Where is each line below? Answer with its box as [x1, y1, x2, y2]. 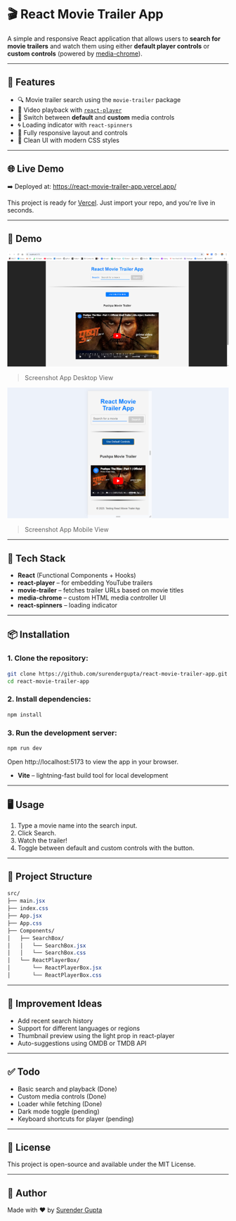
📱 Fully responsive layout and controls [17, 128, 128, 137]
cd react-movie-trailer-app [7, 678, 90, 685]
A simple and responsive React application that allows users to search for [7, 34, 221, 43]
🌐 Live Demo [7, 163, 65, 175]
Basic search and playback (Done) [17, 1084, 117, 1093]
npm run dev [7, 745, 42, 752]
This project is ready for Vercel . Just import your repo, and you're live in [7, 198, 216, 207]
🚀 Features [7, 76, 55, 89]
